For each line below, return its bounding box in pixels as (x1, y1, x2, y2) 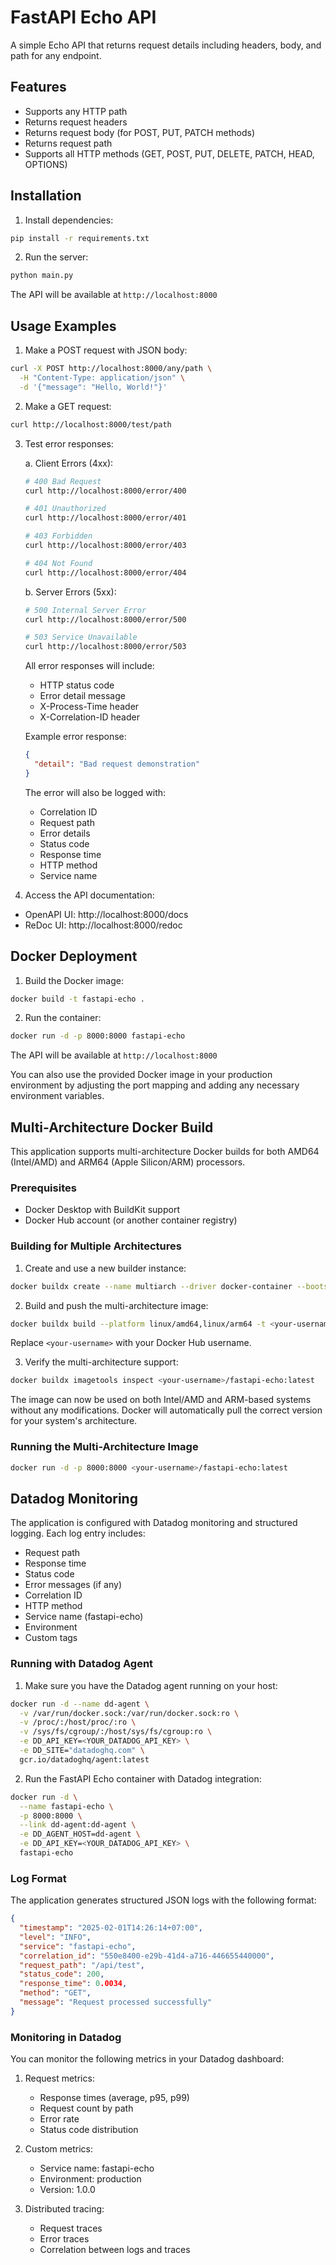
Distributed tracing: (24, 2203, 105, 2215)
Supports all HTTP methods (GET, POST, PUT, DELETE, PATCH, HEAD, (24, 147, 315, 160)
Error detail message (39, 690, 126, 702)
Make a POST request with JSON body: (24, 344, 188, 356)
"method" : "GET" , (19, 1988, 92, 1998)
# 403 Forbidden (24, 531, 93, 541)
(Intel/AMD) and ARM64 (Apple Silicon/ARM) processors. (10, 1156, 246, 1168)
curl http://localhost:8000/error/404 (24, 567, 187, 578)
